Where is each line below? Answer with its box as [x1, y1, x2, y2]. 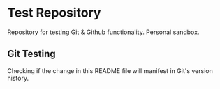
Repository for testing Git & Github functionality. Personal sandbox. [7, 28, 200, 36]
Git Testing [7, 48, 56, 60]
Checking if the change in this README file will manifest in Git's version [7, 66, 213, 74]
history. [7, 74, 29, 82]
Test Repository [7, 5, 101, 21]
